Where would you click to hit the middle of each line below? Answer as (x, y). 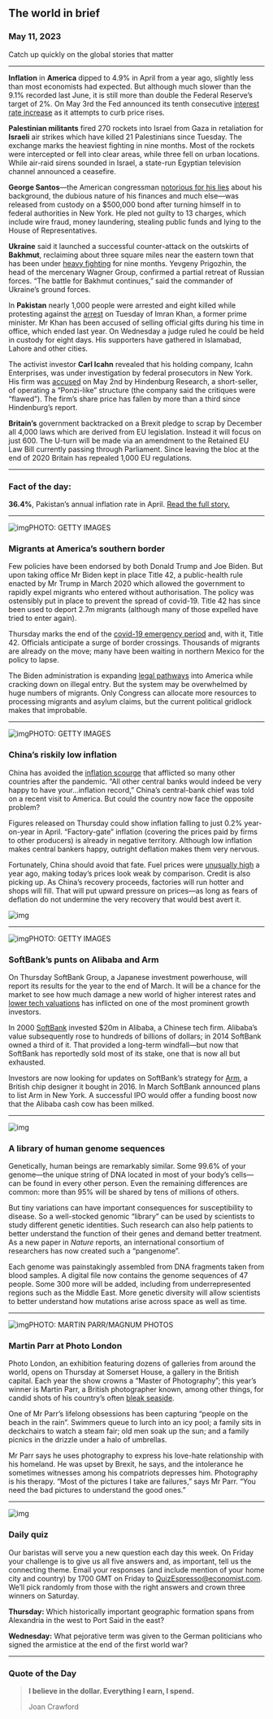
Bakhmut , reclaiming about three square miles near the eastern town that (131, 255)
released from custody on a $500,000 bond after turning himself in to (125, 204)
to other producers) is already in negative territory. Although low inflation (130, 840)
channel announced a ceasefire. (62, 171)
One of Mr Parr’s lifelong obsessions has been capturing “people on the (128, 1414)
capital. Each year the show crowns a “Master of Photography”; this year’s (132, 1381)
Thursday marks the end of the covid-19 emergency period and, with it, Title (136, 634)
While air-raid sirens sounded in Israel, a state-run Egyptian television (125, 163)
